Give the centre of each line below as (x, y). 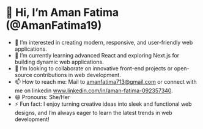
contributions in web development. (77, 75)
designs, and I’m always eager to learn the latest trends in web (93, 112)
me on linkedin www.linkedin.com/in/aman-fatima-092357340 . (94, 90)
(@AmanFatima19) (54, 25)
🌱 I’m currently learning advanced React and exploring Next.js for (97, 55)
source (24, 75)
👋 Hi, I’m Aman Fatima (62, 13)
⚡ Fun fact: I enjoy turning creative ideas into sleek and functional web (103, 104)
